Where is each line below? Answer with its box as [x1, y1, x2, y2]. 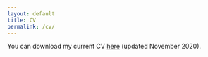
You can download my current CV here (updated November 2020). [7, 42, 202, 51]
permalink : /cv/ [7, 23, 55, 30]
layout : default [7, 10, 55, 17]
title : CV [7, 17, 37, 24]
